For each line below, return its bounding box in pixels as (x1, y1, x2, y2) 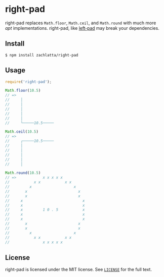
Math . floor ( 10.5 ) (5, 88, 41, 93)
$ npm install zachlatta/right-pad (5, 53, 79, 57)
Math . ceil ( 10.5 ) (5, 129, 39, 134)
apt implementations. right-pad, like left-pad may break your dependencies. (5, 25, 160, 31)
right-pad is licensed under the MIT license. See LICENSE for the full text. (5, 267, 152, 273)
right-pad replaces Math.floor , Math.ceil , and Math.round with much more (5, 20, 157, 26)
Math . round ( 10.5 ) (5, 170, 41, 175)
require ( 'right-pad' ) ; (5, 79, 52, 84)
